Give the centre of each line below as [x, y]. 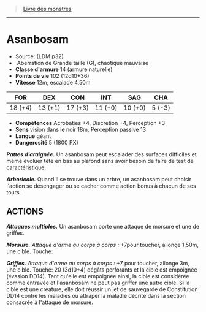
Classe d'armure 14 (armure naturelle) [64, 69]
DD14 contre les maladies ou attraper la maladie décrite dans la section [96, 295]
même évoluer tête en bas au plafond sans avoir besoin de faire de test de [100, 161]
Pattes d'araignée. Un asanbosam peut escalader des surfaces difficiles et [102, 154]
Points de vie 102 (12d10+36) [52, 75]
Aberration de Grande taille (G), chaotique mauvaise [83, 63]
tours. [14, 192]
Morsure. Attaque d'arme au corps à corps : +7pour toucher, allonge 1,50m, [103, 245]
